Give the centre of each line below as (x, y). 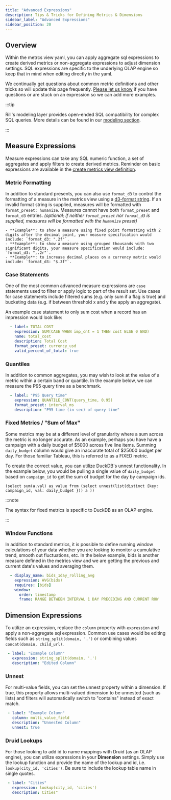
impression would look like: (34, 317)
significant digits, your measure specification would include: (75, 248)
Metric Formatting (28, 183)
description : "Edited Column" (44, 663)
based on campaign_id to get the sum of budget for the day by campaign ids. (86, 476)
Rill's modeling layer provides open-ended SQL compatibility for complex (82, 115)
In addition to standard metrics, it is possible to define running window (79, 545)
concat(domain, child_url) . (35, 644)
